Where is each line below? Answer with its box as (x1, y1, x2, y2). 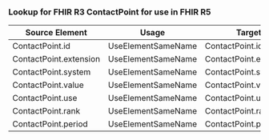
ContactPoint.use (12, 93, 78, 104)
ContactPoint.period (12, 118, 88, 130)
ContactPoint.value (12, 79, 84, 90)
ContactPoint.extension (12, 54, 101, 65)
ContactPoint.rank (12, 106, 81, 117)
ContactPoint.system (12, 66, 91, 78)
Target (235, 27, 262, 38)
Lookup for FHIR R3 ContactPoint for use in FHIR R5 (8, 6, 211, 18)
